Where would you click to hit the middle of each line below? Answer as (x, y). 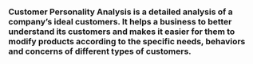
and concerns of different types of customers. (100, 51)
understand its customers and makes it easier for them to (122, 32)
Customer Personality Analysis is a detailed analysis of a (121, 12)
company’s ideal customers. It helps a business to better (120, 21)
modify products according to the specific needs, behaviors (127, 41)
